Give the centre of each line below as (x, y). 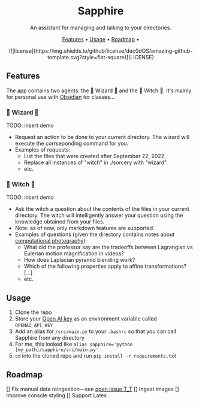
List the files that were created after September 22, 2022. (95, 156)
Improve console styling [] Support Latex (56, 395)
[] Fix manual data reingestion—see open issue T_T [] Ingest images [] (93, 389)
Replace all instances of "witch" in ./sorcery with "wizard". (96, 162)
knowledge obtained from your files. (60, 222)
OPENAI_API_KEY (34, 326)
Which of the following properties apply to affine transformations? (105, 266)
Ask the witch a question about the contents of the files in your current (102, 209)
